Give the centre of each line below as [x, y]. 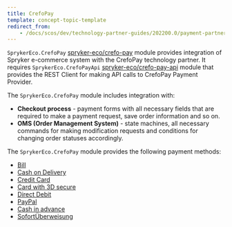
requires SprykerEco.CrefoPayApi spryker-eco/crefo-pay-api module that [110, 67]
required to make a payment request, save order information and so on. [118, 116]
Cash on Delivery [42, 172]
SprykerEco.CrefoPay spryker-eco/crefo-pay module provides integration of [115, 53]
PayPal [27, 202]
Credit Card [33, 180]
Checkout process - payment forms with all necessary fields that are [116, 109]
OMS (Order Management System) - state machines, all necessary [113, 124]
